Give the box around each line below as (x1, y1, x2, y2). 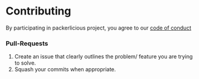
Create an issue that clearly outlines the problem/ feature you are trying (14, 53, 193, 60)
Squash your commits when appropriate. (14, 66, 116, 73)
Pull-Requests (5, 39, 49, 48)
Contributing (5, 4, 71, 18)
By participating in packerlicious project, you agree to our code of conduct (5, 24, 192, 31)
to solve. (14, 59, 36, 67)
